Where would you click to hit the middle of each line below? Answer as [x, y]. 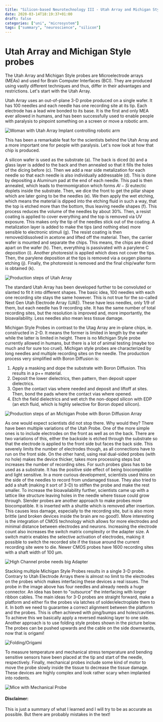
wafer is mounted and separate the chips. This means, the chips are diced [79, 243]
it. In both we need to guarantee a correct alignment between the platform [79, 607]
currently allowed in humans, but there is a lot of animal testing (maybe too [80, 343]
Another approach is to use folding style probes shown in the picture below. [81, 623]
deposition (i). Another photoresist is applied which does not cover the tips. [80, 253]
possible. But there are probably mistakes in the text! [58, 714]
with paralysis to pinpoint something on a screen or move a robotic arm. [77, 121]
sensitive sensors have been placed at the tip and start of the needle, [74, 657]
